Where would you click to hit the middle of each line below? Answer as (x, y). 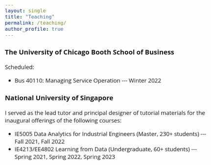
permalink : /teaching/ (36, 23)
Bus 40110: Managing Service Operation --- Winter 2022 (88, 80)
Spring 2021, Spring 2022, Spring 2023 (65, 156)
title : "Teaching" (30, 17)
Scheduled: (20, 67)
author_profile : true (34, 29)
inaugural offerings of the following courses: (63, 120)
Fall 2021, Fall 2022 (40, 141)
